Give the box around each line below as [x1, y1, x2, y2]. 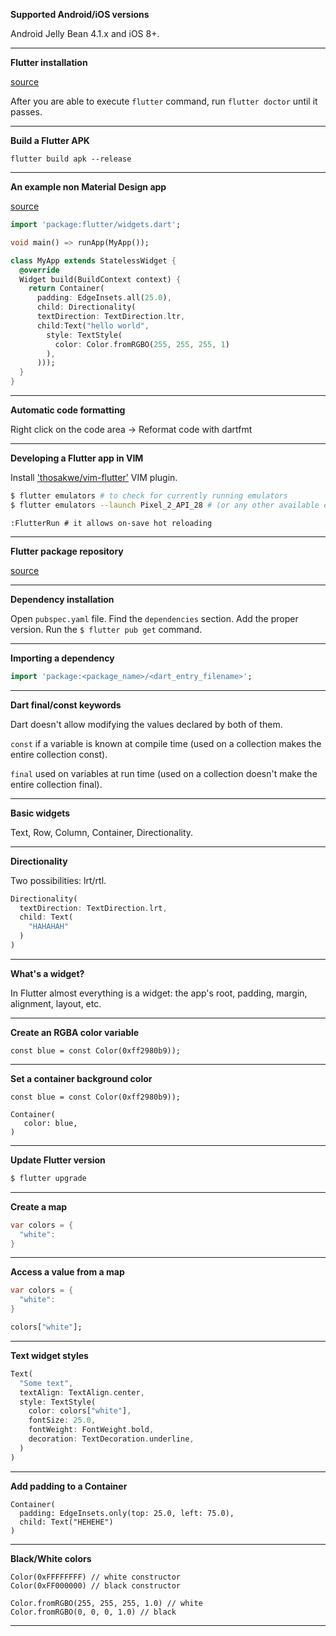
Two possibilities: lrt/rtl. [10, 874, 107, 886]
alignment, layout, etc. [10, 997, 102, 1009]
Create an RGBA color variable [10, 1026, 140, 1038]
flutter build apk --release [10, 154, 132, 164]
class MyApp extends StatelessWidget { [10, 255, 177, 266]
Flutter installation [10, 57, 88, 68]
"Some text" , [19, 1378, 74, 1388]
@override [19, 265, 60, 275]
